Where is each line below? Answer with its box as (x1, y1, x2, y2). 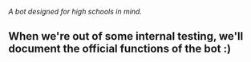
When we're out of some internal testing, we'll (8, 29, 244, 43)
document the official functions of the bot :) (8, 42, 231, 56)
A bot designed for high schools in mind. (8, 7, 143, 16)
